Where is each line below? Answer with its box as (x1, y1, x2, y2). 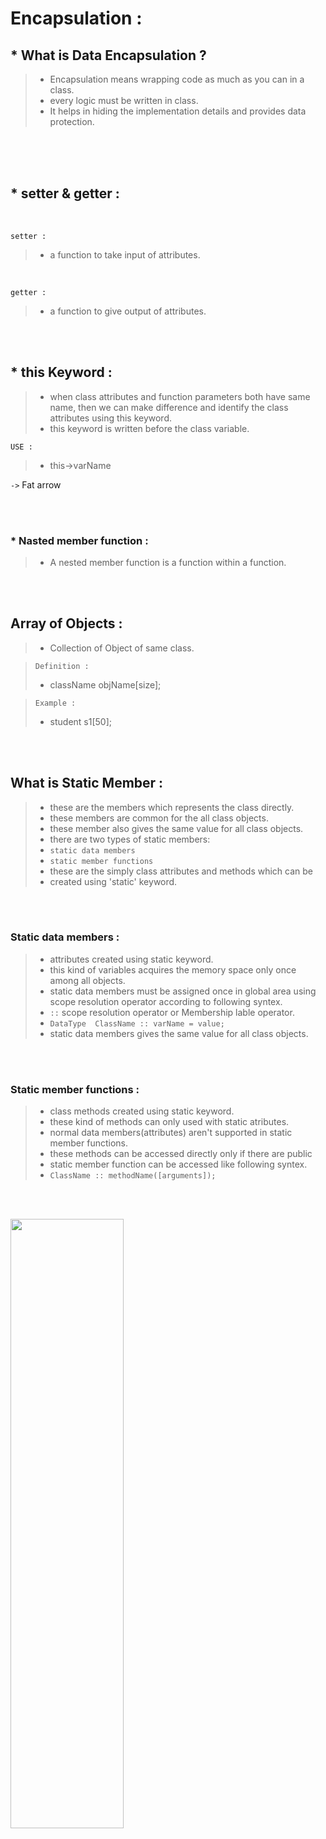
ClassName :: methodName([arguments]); (49, 1171, 217, 1181)
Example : (34, 698, 77, 708)
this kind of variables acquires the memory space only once (49, 963, 297, 976)
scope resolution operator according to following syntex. (49, 995, 283, 1007)
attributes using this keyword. (49, 412, 172, 424)
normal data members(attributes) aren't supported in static (49, 1127, 293, 1139)
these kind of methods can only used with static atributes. (49, 1116, 290, 1128)
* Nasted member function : (10, 533, 149, 547)
